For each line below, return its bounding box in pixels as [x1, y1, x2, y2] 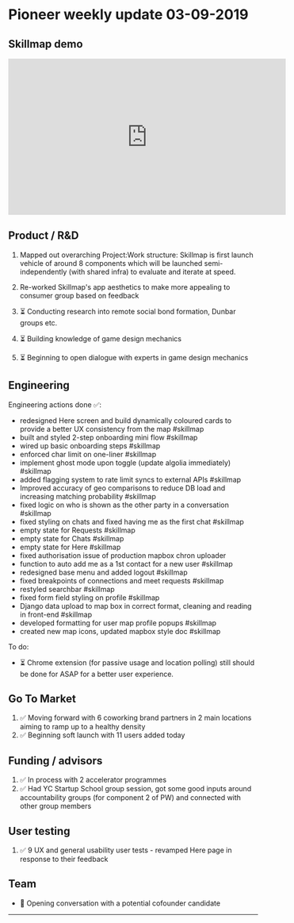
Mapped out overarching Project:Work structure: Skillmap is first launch [19, 250, 254, 260]
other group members [19, 802, 92, 811]
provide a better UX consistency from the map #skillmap [19, 424, 204, 433]
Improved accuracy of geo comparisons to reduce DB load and [19, 483, 226, 493]
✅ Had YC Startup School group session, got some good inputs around [19, 784, 252, 794]
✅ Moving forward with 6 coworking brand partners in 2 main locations [19, 713, 252, 723]
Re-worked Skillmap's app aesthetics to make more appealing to [19, 282, 231, 291]
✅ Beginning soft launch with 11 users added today [19, 730, 185, 740]
